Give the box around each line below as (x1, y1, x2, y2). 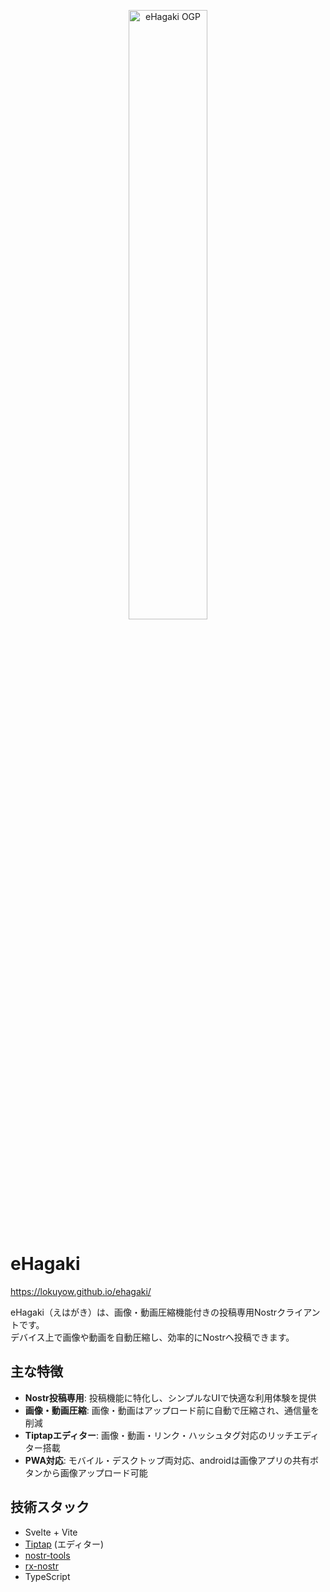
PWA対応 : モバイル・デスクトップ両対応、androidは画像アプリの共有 (24, 1454, 310, 1466)
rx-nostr (24, 1560, 59, 1572)
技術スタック (10, 1499, 90, 1516)
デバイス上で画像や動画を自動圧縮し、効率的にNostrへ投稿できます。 (10, 1331, 295, 1343)
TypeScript (24, 1570, 71, 1582)
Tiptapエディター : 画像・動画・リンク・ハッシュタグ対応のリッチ (24, 1429, 294, 1441)
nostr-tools (24, 1549, 71, 1561)
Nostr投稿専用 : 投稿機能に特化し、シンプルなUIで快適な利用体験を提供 (24, 1391, 317, 1404)
